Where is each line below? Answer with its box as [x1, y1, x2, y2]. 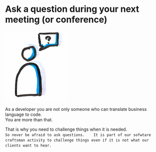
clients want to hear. [5, 143, 52, 148]
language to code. [5, 111, 42, 117]
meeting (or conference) [5, 14, 108, 25]
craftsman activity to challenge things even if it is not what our [5, 138, 149, 143]
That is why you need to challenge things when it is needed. [5, 126, 127, 132]
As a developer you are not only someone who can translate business [5, 106, 147, 112]
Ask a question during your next [5, 3, 139, 15]
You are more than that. [5, 116, 53, 122]
